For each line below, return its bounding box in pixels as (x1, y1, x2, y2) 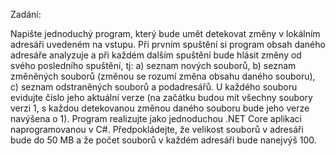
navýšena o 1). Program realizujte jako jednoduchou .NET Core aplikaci (10, 113, 302, 124)
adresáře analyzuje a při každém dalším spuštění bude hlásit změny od (10, 49, 302, 61)
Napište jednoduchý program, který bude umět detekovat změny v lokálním (10, 28, 321, 39)
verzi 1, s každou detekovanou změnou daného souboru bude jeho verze (10, 102, 310, 114)
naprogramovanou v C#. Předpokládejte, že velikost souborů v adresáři (10, 124, 304, 135)
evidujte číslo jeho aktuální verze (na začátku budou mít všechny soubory (10, 92, 313, 103)
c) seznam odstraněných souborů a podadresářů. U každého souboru (10, 81, 298, 93)
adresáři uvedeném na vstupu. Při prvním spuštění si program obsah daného (10, 39, 326, 50)
